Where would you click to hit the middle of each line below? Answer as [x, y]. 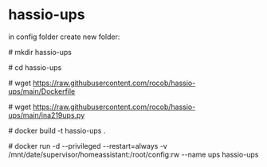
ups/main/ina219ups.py [47, 115]
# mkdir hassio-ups [40, 52]
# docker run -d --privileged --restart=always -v [88, 146]
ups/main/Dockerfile [42, 91]
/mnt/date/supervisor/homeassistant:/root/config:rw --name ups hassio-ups [133, 154]
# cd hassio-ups [35, 67]
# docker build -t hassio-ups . [57, 130]
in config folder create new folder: [64, 37]
